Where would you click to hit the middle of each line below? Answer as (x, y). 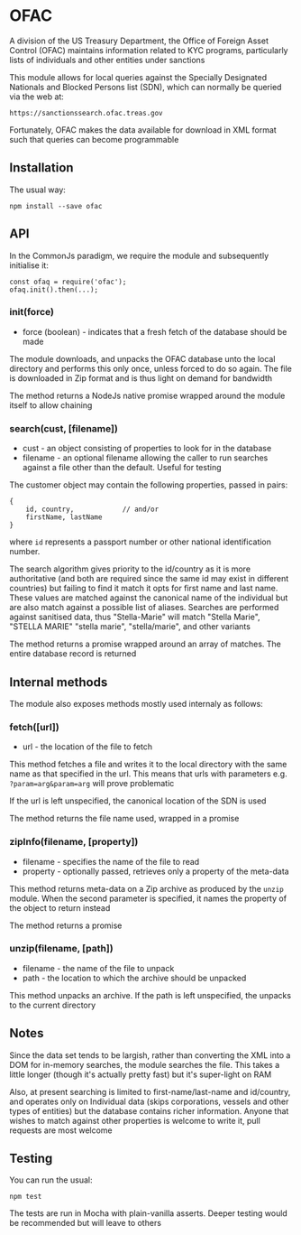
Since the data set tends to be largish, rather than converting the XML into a (150, 1055)
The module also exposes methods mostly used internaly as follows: (136, 703)
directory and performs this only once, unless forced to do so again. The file (151, 368)
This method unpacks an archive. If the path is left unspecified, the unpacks (150, 995)
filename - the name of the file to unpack (98, 968)
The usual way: (37, 190)
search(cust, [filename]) (64, 428)
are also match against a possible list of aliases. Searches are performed (144, 608)
